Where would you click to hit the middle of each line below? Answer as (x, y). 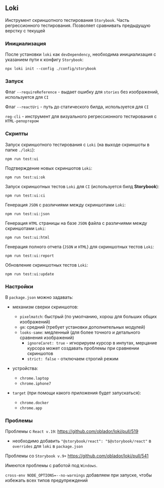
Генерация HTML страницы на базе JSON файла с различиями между (76, 223)
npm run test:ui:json (27, 214)
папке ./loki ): (20, 150)
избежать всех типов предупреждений (47, 481)
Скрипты (17, 134)
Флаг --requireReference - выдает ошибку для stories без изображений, (82, 92)
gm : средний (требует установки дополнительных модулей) (82, 327)
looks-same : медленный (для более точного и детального (80, 332)
